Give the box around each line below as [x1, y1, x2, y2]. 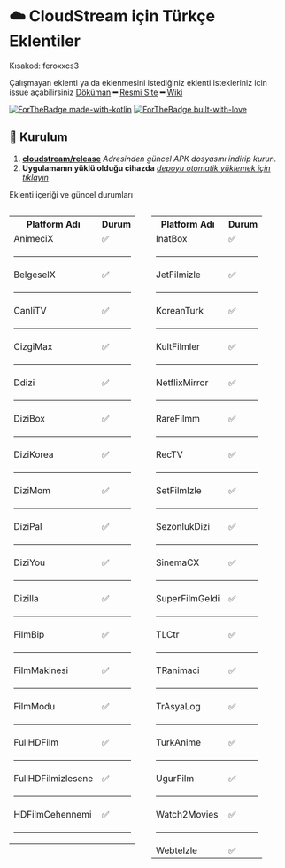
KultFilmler [156, 340, 201, 353]
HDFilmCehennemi [13, 808, 92, 820]
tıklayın [21, 172, 49, 182]
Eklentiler [9, 31, 81, 51]
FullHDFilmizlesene [13, 771, 94, 784]
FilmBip [13, 628, 45, 640]
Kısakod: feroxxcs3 [9, 60, 80, 71]
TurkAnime [156, 736, 202, 748]
